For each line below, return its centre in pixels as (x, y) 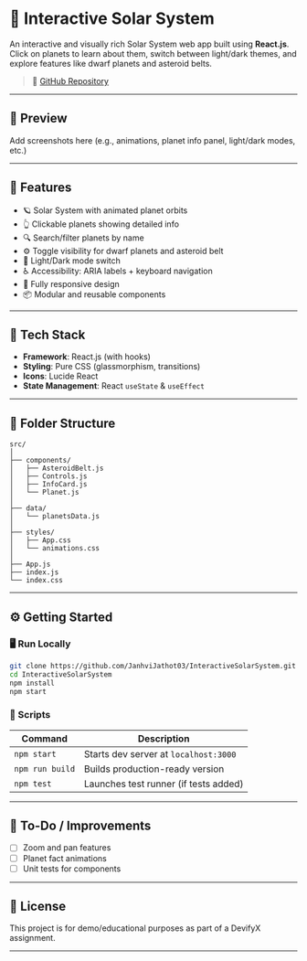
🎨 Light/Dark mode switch (72, 261)
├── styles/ (32, 533)
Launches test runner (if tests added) (164, 784)
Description (164, 738)
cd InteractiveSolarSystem (61, 674)
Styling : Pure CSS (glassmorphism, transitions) (111, 367)
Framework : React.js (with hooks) (86, 357)
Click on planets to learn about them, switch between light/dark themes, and (153, 53)
